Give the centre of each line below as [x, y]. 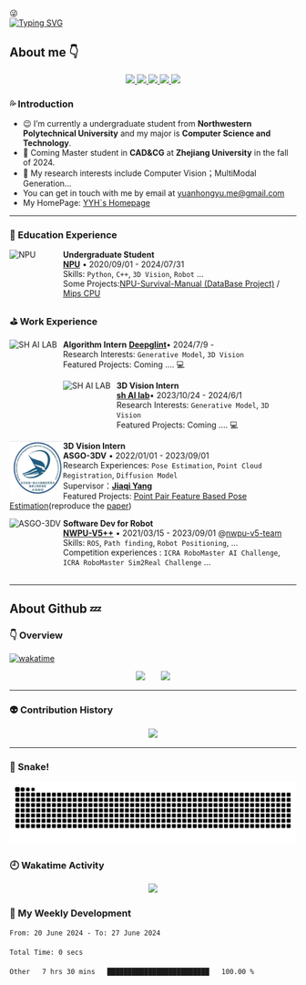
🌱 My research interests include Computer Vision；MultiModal [139, 173]
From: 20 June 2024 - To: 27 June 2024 [85, 933]
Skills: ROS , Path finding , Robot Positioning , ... [151, 542]
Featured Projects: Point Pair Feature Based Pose [155, 496]
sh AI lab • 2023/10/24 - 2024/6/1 [180, 395]
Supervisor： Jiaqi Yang [108, 486]
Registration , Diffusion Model [121, 475]
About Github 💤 [56, 609]
